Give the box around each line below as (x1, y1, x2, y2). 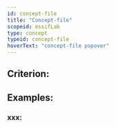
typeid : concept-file (7, 36, 70, 43)
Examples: (7, 92, 54, 103)
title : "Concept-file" (7, 17, 72, 24)
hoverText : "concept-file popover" (7, 42, 110, 49)
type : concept (7, 29, 48, 37)
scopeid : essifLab (7, 23, 60, 30)
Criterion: (7, 68, 50, 80)
